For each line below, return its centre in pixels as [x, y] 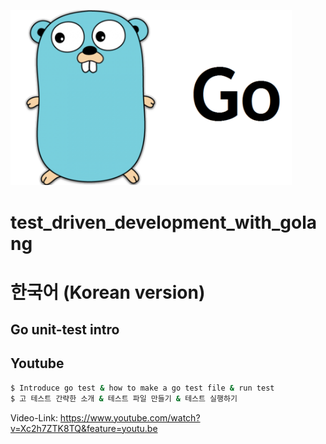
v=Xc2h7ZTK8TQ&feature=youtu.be [84, 428]
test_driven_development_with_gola [164, 222]
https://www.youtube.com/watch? [130, 417]
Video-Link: [34, 417]
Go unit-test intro [65, 330]
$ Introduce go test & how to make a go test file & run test [142, 388]
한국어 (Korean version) [108, 292]
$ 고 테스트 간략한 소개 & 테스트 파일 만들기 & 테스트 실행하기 [124, 398]
